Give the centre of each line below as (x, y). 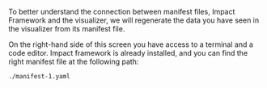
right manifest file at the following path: (74, 61)
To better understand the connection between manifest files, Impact (122, 12)
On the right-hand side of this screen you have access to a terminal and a (131, 44)
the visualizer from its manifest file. (67, 29)
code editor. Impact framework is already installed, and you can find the (128, 53)
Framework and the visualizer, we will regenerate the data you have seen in (134, 20)
